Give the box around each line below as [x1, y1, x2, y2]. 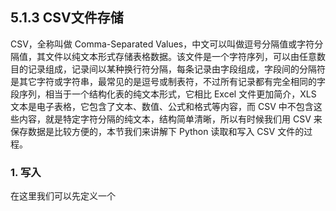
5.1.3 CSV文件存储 [10, 9, 124, 27]
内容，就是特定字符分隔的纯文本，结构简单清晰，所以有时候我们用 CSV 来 [18, 113, 323, 125]
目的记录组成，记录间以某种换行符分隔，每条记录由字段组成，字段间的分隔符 [10, 63, 326, 75]
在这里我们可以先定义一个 [10, 190, 116, 202]
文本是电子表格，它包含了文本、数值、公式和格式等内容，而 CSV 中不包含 [10, 100, 314, 112]
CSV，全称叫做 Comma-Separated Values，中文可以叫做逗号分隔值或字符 [10, 38, 315, 50]
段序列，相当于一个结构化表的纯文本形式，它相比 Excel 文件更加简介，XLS [10, 88, 317, 100]
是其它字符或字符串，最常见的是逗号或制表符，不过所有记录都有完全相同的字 [10, 75, 326, 87]
